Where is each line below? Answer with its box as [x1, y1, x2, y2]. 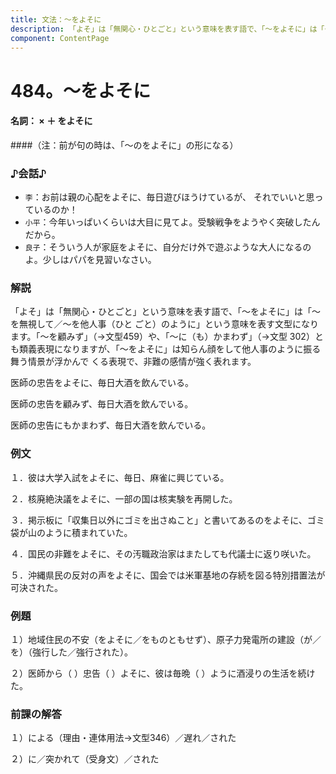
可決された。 [10, 581, 63, 593]
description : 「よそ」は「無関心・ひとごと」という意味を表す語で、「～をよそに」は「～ [10, 24, 333, 34]
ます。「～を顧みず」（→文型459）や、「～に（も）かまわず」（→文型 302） [10, 331, 315, 343]
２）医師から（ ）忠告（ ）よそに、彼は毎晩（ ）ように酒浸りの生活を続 [10, 667, 307, 679]
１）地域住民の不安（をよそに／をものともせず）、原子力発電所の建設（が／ [10, 633, 322, 645]
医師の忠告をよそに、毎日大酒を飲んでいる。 [10, 377, 194, 389]
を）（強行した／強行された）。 [10, 646, 133, 658]
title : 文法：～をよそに [10, 14, 102, 25]
